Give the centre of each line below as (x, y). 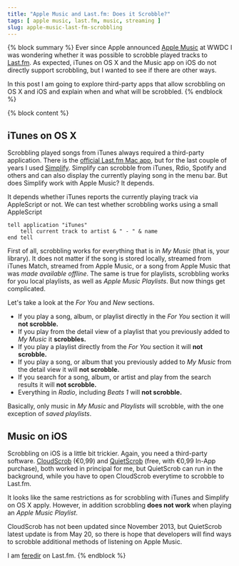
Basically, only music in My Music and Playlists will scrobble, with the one (116, 406)
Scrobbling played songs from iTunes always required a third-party (106, 153)
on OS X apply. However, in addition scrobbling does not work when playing (119, 505)
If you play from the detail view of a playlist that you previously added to (124, 332)
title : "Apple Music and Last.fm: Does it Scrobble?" (89, 14)
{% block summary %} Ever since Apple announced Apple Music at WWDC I (120, 48)
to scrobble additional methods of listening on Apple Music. (95, 542)
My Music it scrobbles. (52, 339)
